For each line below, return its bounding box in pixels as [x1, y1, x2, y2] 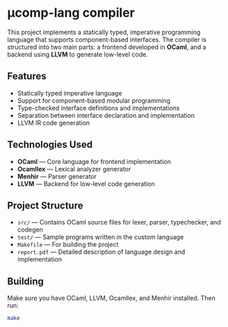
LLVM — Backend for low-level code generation [17, 179, 155, 188]
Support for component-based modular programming [17, 96, 171, 105]
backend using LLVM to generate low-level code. [7, 50, 148, 59]
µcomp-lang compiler [7, 5, 136, 21]
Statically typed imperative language [17, 89, 123, 97]
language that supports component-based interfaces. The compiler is [7, 35, 207, 43]
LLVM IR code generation [17, 119, 90, 127]
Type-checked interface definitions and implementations [17, 103, 180, 112]
